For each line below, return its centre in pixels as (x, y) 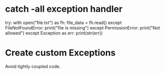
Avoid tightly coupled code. (33, 66)
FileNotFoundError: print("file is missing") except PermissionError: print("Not (82, 27)
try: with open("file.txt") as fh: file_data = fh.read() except (64, 23)
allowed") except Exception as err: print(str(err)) (54, 33)
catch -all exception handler (64, 9)
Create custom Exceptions (60, 53)
